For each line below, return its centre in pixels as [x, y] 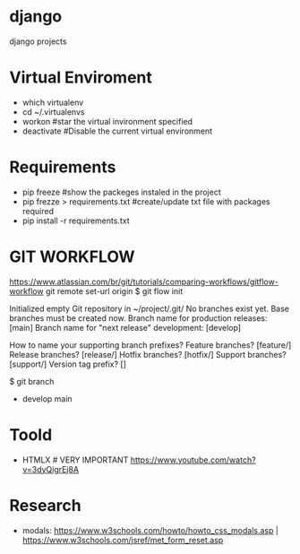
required [38, 211]
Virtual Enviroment [81, 78]
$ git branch [32, 381]
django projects [38, 41]
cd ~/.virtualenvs [53, 112]
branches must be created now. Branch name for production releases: [138, 318]
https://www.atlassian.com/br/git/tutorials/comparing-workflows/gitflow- [144, 281]
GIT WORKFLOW [73, 256]
